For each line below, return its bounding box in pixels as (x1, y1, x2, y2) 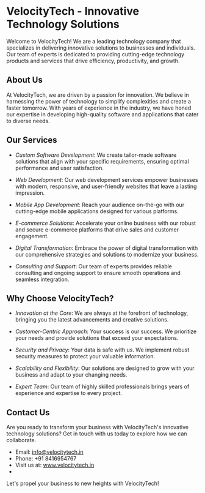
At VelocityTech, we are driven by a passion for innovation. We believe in (6, 91, 189, 99)
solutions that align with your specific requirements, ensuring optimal (15, 157, 189, 165)
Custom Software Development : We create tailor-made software (15, 151, 177, 159)
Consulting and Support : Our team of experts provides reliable (15, 262, 173, 270)
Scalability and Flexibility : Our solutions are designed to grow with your (15, 364, 195, 372)
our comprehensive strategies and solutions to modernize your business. (15, 250, 199, 258)
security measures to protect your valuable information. (15, 353, 156, 360)
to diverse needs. (6, 117, 50, 124)
